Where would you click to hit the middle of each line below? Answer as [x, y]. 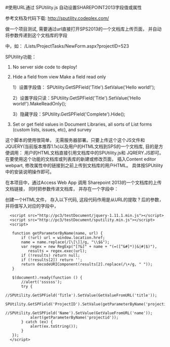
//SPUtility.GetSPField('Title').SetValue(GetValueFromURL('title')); [81, 295]
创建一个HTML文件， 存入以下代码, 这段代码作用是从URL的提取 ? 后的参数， [84, 200]
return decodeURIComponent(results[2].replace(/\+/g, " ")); [87, 264]
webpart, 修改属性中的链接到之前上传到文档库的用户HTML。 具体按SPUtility [84, 165]
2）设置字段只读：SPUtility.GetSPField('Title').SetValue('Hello [77, 98]
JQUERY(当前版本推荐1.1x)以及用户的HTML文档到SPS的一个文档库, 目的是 [82, 146]
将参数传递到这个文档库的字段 [36, 35]
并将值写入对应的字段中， [32, 206]
